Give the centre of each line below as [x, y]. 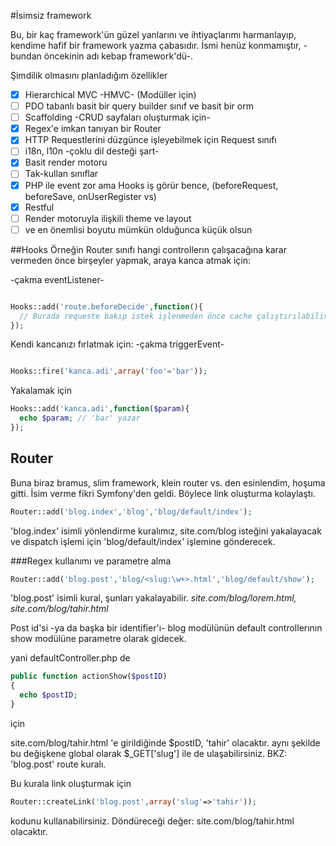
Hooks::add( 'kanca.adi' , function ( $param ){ [100, 409]
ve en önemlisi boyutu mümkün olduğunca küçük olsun [138, 229]
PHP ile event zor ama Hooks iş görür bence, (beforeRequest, [151, 185]
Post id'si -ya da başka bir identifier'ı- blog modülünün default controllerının [166, 628]
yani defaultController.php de [70, 658]
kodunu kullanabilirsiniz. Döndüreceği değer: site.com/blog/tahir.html [152, 821]
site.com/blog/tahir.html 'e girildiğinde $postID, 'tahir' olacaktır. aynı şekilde [165, 742]
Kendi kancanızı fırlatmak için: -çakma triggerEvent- [117, 344]
